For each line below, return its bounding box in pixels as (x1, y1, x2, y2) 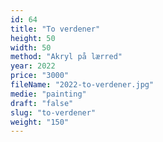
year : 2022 (10, 61, 56, 71)
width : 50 (10, 42, 52, 53)
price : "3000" (10, 71, 70, 81)
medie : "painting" (10, 89, 87, 99)
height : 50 (10, 33, 56, 43)
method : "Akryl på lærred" (10, 52, 123, 62)
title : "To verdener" (10, 24, 101, 34)
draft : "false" (10, 98, 74, 108)
